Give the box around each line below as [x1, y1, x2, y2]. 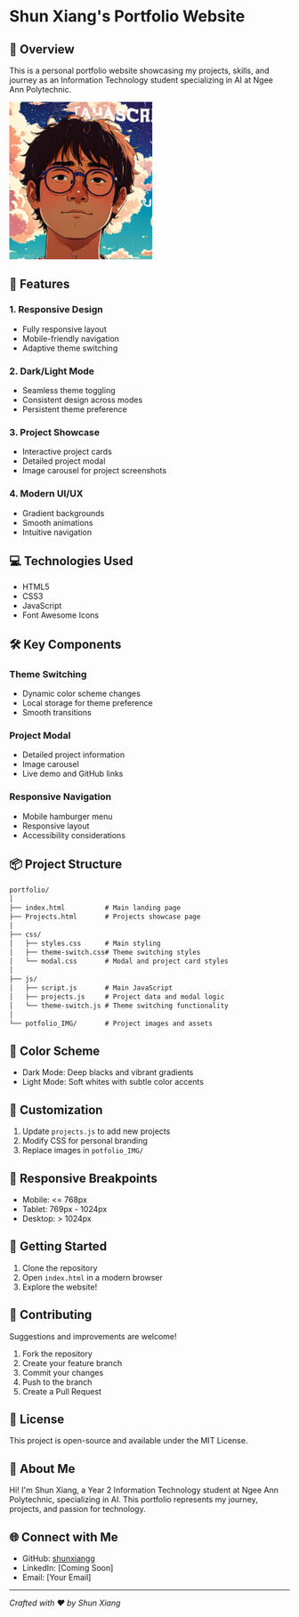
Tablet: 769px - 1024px [21, 1203, 108, 1214]
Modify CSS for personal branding [21, 1136, 149, 1146]
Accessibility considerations [21, 829, 126, 840]
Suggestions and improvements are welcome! [9, 1330, 177, 1341]
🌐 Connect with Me [9, 1529, 118, 1545]
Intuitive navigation [21, 527, 93, 538]
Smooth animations [21, 517, 93, 528]
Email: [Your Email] [21, 1572, 92, 1582]
